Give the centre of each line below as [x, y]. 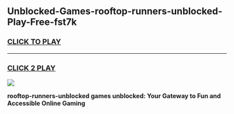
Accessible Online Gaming [46, 103]
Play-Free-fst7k [42, 22]
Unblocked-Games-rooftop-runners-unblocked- [115, 11]
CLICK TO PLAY [34, 42]
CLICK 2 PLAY [31, 68]
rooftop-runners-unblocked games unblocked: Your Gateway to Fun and [114, 95]
